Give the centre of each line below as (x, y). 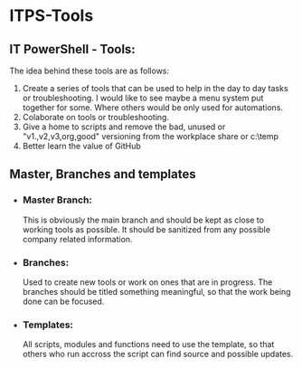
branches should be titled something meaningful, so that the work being (156, 291)
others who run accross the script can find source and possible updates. (158, 354)
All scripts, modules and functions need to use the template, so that (148, 344)
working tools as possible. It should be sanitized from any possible (146, 229)
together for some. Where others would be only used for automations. (152, 108)
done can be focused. (63, 301)
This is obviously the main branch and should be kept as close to (143, 220)
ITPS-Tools (52, 16)
